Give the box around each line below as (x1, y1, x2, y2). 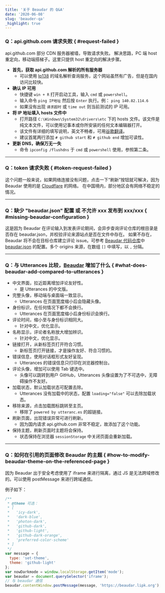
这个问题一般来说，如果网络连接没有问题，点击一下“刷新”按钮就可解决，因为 (5, 176, 160, 182)
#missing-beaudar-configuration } (5, 213, 89, 220)
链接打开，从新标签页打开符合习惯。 (12, 341, 86, 347)
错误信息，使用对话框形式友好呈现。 (12, 354, 86, 360)
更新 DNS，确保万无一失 (12, 141, 62, 146)
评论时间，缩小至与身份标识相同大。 (12, 317, 86, 323)
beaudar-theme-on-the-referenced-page (5, 458, 107, 465)
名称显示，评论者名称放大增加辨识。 (12, 329, 86, 335)
